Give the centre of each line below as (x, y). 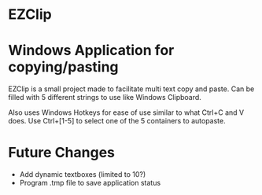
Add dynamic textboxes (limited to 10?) (83, 175)
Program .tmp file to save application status (90, 183)
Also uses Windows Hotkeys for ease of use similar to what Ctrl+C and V (126, 112)
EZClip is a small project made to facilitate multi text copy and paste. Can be (131, 89)
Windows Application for (91, 51)
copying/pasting (64, 67)
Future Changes (62, 153)
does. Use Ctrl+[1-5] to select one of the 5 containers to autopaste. (117, 121)
